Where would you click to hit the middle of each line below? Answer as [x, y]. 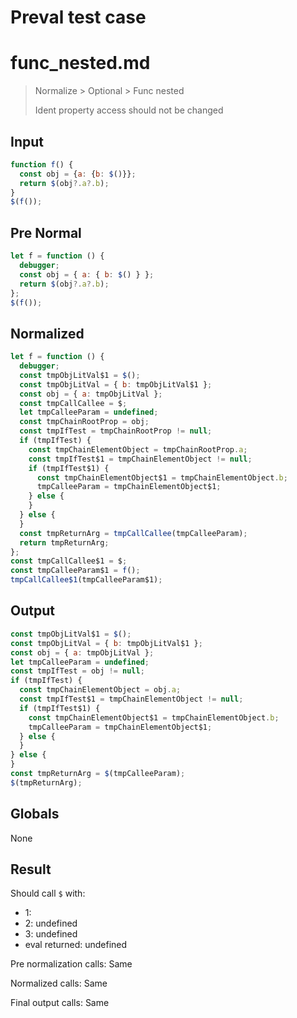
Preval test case [78, 17]
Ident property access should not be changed [129, 110]
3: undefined [51, 934]
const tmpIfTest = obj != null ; [77, 671]
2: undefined [51, 923]
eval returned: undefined [76, 945]
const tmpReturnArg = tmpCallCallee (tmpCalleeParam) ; [133, 533]
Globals [35, 814]
